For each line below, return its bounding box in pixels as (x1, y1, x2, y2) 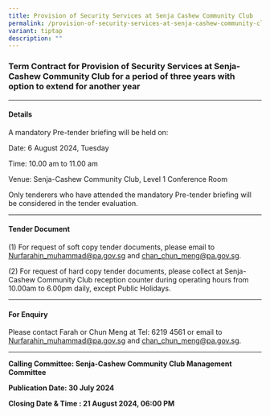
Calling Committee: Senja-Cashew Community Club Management (8, 359, 232, 369)
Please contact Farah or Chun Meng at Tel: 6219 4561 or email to (8, 327, 223, 337)
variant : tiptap (8, 27, 63, 35)
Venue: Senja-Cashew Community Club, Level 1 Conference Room (8, 174, 227, 183)
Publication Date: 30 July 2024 (8, 383, 115, 393)
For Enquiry (8, 309, 48, 319)
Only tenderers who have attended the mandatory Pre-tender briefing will (8, 190, 252, 200)
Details (8, 109, 33, 119)
